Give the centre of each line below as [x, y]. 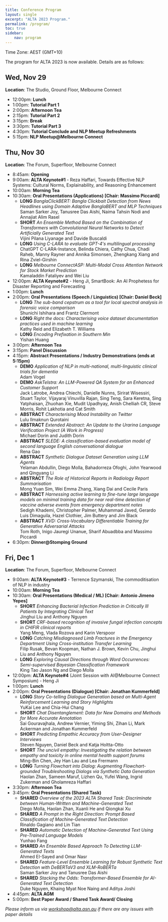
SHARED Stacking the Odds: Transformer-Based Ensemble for [84, 878]
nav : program [28, 38]
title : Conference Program [33, 10]
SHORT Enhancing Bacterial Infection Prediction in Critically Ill [84, 606]
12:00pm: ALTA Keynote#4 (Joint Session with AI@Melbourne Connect [86, 676]
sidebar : [14, 33]
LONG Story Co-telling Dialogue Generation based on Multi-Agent [88, 697]
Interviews [30, 739]
